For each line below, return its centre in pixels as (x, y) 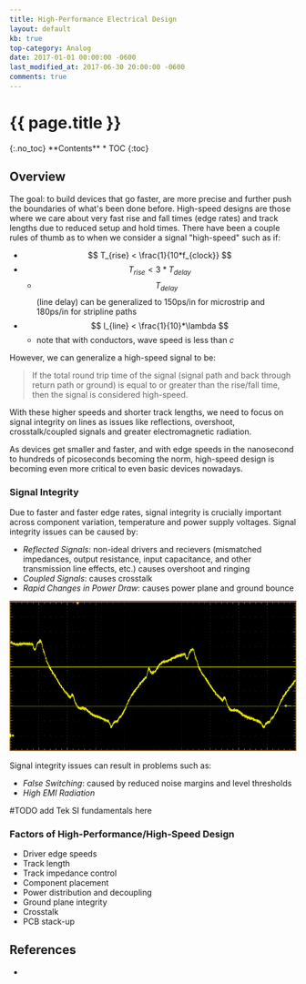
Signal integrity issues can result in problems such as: (111, 766)
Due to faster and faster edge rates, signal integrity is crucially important (146, 512)
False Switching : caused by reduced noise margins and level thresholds (157, 783)
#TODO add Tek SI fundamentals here (81, 810)
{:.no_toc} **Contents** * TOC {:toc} (79, 148)
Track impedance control (70, 873)
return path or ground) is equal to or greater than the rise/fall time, (156, 385)
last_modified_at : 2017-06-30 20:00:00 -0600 (97, 67)
